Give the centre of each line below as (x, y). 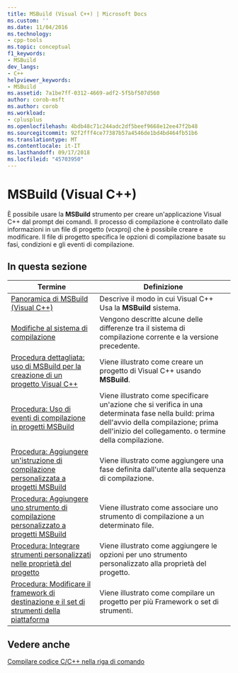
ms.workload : (27, 113)
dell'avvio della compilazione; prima (159, 422)
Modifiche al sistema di (50, 328)
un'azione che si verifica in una (151, 404)
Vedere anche (39, 645)
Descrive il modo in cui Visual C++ (157, 298)
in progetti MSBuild (42, 426)
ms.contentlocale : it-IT (44, 146)
